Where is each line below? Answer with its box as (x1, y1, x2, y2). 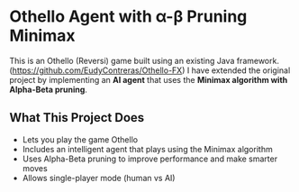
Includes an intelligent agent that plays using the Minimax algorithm (22, 143, 273, 154)
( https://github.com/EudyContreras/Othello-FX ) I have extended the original (9, 65, 291, 76)
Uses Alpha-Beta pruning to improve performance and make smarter (22, 153, 277, 164)
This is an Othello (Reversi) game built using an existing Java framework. (9, 55, 279, 66)
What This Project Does (9, 110, 145, 125)
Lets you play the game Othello (22, 133, 138, 145)
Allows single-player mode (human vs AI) (22, 172, 176, 183)
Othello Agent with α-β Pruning (9, 6, 248, 27)
